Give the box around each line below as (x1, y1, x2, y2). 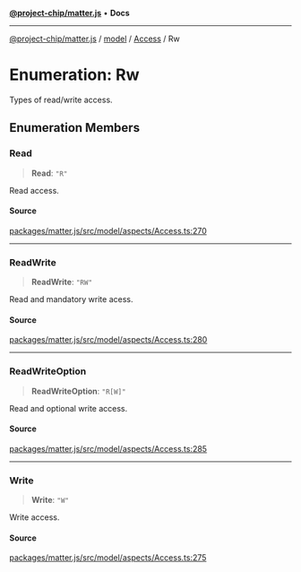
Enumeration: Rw (9, 65, 140, 85)
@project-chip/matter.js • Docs (9, 8, 130, 18)
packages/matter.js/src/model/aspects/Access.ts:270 (9, 225, 208, 236)
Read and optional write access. (9, 403, 128, 413)
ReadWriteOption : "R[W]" (30, 386, 126, 396)
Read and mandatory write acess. (9, 294, 133, 305)
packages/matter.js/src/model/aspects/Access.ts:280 (9, 334, 208, 345)
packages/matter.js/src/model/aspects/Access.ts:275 (9, 552, 207, 563)
